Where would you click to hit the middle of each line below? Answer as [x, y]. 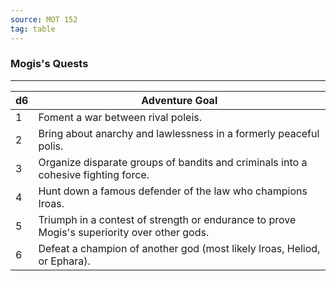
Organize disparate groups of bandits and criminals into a [173, 162]
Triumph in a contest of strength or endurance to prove [167, 219]
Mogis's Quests [49, 64]
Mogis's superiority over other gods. [124, 232]
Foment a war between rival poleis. [120, 117]
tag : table [33, 29]
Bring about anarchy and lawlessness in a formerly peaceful [179, 133]
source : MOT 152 [44, 19]
